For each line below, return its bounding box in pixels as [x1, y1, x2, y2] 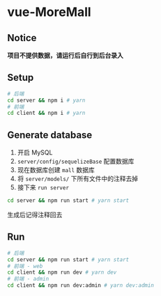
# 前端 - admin [7, 276, 49, 283]
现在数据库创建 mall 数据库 [17, 166, 95, 174]
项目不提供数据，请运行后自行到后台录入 [7, 52, 123, 59]
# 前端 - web [7, 263, 43, 270]
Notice [7, 32, 37, 44]
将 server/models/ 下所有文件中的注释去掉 [17, 175, 138, 183]
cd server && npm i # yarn [7, 97, 86, 104]
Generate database [7, 129, 93, 141]
